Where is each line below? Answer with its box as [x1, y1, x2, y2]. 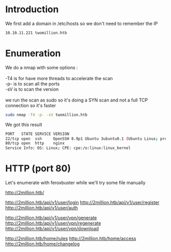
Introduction [5, 4, 59, 15]
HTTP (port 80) [5, 163, 71, 174]
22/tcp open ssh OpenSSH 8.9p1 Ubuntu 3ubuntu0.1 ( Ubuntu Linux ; [5, 136, 158, 141]
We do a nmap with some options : [5, 64, 78, 70]
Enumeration [5, 47, 61, 59]
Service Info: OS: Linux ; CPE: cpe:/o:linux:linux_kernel [5, 145, 131, 151]
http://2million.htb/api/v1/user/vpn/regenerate [5, 220, 101, 226]
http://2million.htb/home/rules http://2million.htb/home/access [5, 236, 136, 242]
